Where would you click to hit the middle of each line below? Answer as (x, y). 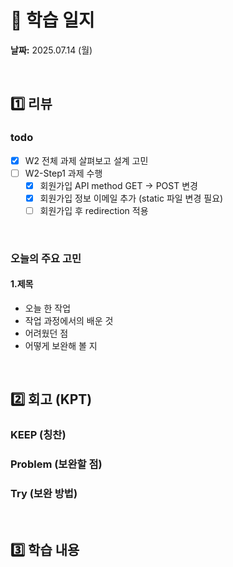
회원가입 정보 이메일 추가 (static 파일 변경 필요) (131, 198)
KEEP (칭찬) (38, 435)
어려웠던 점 (46, 333)
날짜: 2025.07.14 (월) (51, 50)
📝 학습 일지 (52, 20)
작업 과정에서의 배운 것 (69, 321)
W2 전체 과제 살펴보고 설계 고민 (86, 160)
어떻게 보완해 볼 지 (61, 346)
